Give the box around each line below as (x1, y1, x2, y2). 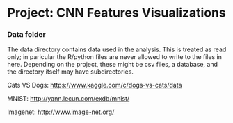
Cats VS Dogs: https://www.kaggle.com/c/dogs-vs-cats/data (7, 81, 182, 90)
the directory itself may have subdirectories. (7, 67, 134, 76)
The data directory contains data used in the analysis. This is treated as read (7, 45, 227, 54)
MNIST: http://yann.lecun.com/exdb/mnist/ (7, 95, 130, 103)
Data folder (7, 30, 47, 40)
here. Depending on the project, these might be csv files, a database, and (7, 60, 218, 69)
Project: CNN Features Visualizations (7, 5, 226, 21)
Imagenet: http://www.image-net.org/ (7, 108, 115, 116)
